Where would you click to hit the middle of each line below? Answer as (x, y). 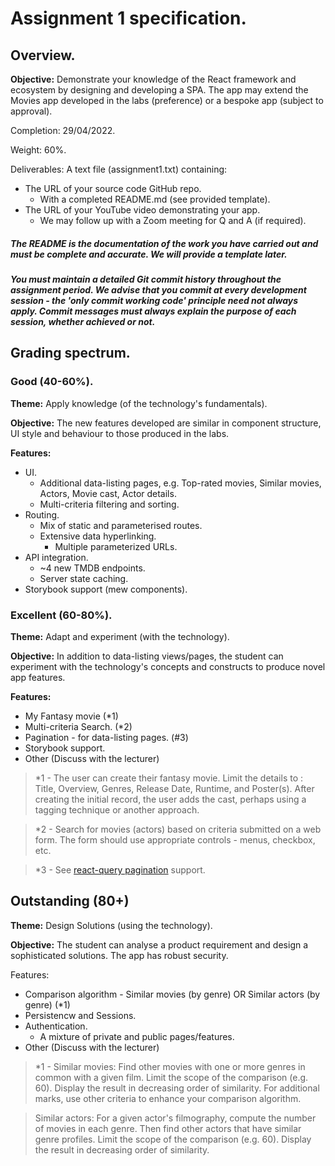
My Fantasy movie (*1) (71, 716)
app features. (38, 677)
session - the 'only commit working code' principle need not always (154, 300)
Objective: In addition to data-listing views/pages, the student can (147, 656)
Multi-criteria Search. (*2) (78, 726)
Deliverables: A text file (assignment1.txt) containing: (119, 169)
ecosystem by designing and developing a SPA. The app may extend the (159, 90)
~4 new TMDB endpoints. (92, 568)
